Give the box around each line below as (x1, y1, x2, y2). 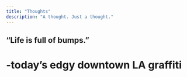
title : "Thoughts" (6, 8, 51, 14)
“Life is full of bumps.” (6, 35, 89, 45)
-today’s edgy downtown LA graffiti (6, 58, 182, 72)
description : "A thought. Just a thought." (6, 14, 114, 20)
